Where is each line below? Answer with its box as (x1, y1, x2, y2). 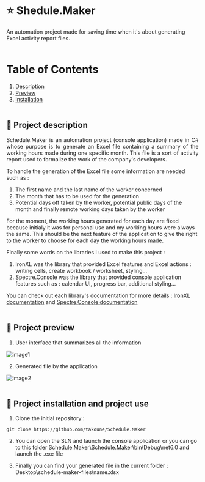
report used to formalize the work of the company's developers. (6, 155, 167, 163)
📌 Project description (6, 120, 88, 130)
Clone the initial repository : (15, 415, 85, 422)
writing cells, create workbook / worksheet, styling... (15, 267, 148, 274)
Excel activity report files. (6, 34, 70, 42)
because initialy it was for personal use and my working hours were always (6, 223, 195, 231)
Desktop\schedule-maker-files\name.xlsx (15, 469, 119, 476)
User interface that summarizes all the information (15, 339, 142, 346)
